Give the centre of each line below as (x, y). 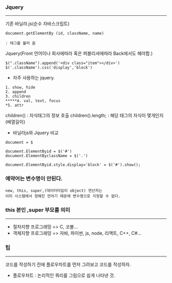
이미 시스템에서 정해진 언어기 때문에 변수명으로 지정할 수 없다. (63, 196)
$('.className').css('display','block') (49, 68)
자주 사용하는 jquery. (34, 78)
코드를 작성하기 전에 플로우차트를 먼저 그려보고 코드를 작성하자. (68, 265)
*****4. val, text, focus (33, 101)
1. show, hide (20, 88)
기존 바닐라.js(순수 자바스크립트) (38, 24)
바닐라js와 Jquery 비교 (36, 133)
